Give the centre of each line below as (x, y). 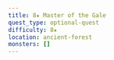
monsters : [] (29, 44)
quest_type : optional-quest (54, 23)
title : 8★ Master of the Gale (57, 15)
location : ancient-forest (50, 37)
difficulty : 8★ (33, 30)
